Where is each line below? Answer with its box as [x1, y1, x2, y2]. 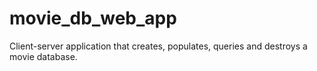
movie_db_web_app [9, 7, 177, 30]
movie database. [9, 50, 78, 62]
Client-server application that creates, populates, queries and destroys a [9, 40, 308, 52]
